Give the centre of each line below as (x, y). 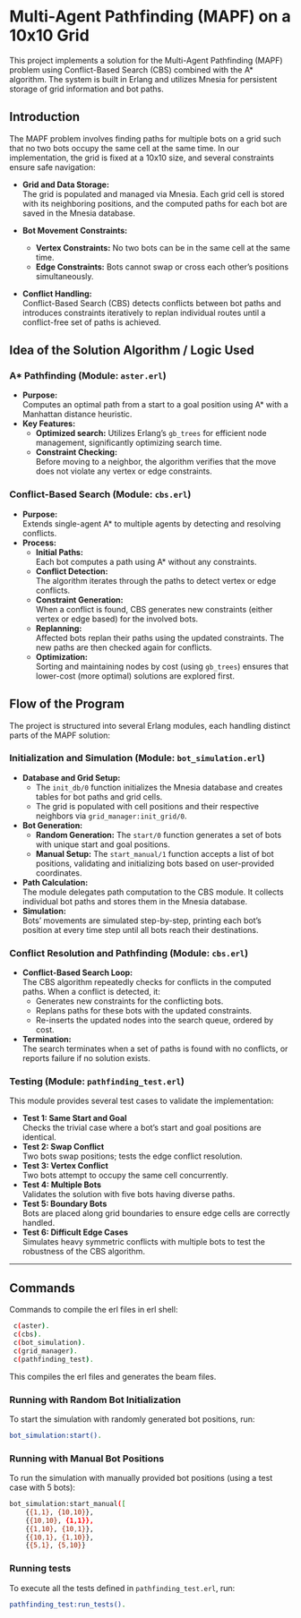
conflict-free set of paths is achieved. (91, 322)
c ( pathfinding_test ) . (53, 1359)
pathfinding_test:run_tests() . (68, 1605)
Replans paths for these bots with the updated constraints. (144, 1011)
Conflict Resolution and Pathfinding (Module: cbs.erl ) (129, 953)
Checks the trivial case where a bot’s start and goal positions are (142, 1128)
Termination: (47, 1040)
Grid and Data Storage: (66, 184)
